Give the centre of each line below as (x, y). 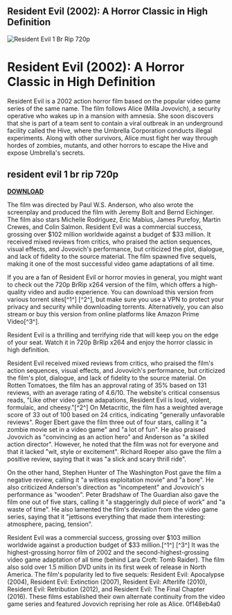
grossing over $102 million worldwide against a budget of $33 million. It (109, 234)
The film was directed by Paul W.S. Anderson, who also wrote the (100, 205)
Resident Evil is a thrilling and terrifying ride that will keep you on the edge (113, 335)
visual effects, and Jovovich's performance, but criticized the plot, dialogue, (116, 248)
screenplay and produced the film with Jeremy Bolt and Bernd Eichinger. (111, 212)
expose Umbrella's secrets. (46, 153)
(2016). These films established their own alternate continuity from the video (116, 596)
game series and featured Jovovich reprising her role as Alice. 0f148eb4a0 (114, 604)
